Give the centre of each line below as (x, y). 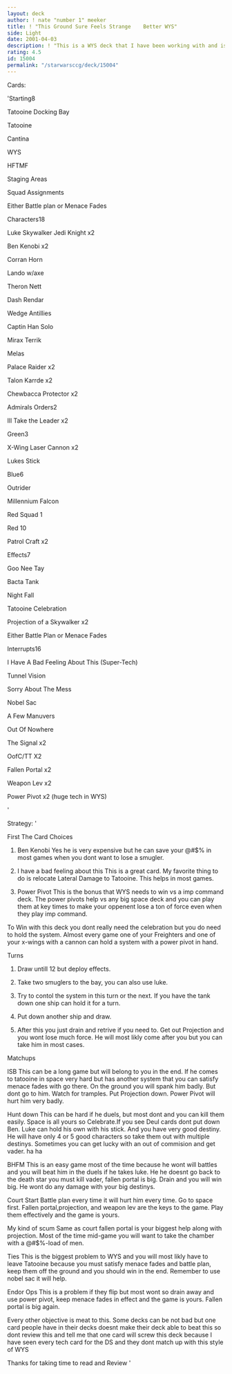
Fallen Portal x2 (29, 769)
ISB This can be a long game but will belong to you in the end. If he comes (113, 1071)
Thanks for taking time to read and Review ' (69, 1363)
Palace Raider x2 (31, 367)
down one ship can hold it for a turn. (69, 1003)
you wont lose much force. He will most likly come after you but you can (120, 1037)
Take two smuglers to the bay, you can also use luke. (92, 982)
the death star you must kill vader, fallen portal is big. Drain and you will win (115, 1179)
